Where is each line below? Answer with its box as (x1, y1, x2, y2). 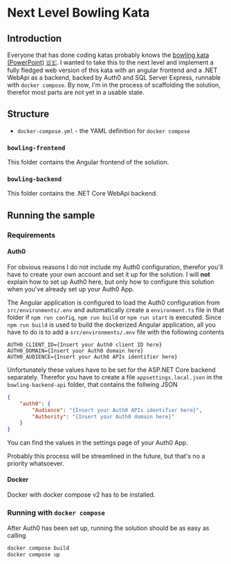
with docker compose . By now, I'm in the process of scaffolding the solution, (7, 81, 221, 89)
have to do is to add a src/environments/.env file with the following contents (7, 327, 225, 336)
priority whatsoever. (7, 459, 64, 468)
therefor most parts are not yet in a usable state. (7, 88, 145, 96)
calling (7, 531, 26, 539)
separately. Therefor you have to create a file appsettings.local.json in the (7, 373, 223, 381)
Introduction (7, 33, 62, 44)
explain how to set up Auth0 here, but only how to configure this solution (7, 277, 214, 286)
